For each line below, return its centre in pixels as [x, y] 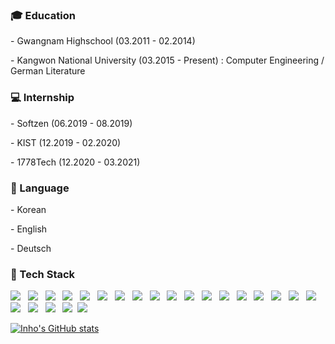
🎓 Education [43, 15]
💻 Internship [42, 98]
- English [29, 229]
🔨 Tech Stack [43, 274]
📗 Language [40, 188]
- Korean [28, 209]
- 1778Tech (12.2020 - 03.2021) [75, 162]
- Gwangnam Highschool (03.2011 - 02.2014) [103, 41]
